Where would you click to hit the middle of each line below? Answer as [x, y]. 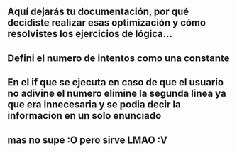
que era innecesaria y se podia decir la [94, 105]
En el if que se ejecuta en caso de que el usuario [116, 82]
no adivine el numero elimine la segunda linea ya [117, 94]
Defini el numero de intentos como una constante [118, 58]
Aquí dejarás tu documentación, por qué [98, 12]
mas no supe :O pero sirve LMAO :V [88, 140]
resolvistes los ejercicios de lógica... [90, 34]
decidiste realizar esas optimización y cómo [107, 23]
